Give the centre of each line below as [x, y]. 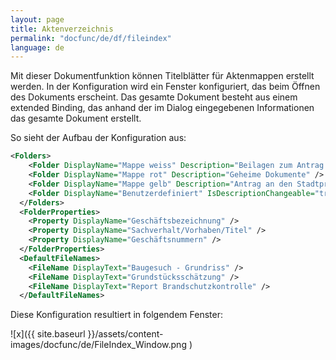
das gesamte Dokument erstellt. [76, 118]
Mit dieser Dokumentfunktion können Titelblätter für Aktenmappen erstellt [162, 76]
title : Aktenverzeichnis [62, 29]
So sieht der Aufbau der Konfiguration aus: [98, 138]
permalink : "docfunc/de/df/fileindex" [91, 38]
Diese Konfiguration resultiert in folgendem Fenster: [116, 315]
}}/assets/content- [125, 334]
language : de [37, 47]
